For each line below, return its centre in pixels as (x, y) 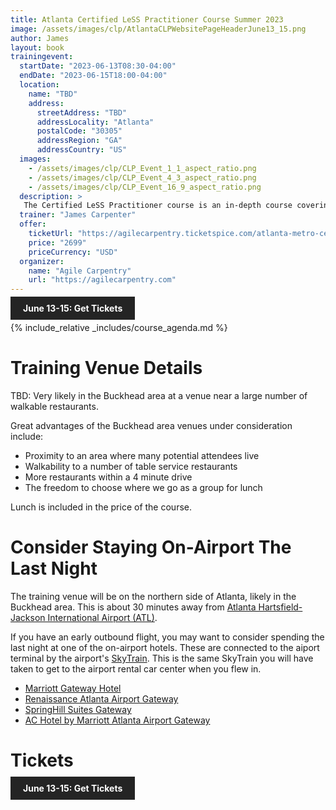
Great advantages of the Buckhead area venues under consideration (151, 426)
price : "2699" (57, 242)
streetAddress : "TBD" (82, 112)
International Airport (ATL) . (102, 617)
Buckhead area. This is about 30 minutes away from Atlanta (133, 607)
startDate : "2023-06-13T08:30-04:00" (98, 66)
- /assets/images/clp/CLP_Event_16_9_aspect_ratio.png (145, 187)
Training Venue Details (106, 368)
